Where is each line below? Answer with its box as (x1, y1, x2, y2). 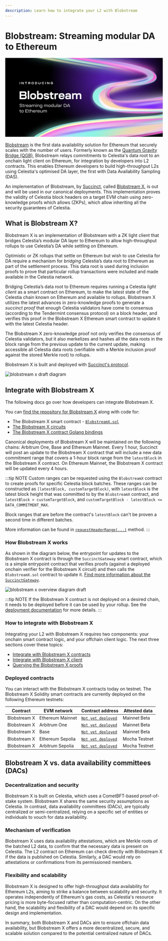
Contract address (81, 708, 119, 714)
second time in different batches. (5, 517, 73, 523)
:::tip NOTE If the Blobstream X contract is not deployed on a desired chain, (5, 596, 160, 602)
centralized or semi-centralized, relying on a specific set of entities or (5, 809, 148, 815)
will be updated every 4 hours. (5, 466, 68, 472)
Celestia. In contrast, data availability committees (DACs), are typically (5, 804, 150, 810)
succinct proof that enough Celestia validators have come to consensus (5, 305, 153, 311)
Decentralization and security (5, 781, 79, 788)
